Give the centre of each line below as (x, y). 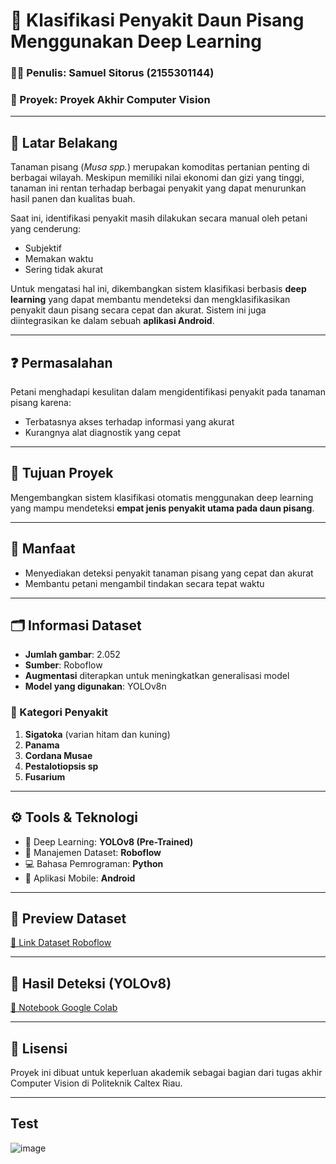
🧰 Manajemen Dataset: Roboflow (93, 852)
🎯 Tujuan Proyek (62, 473)
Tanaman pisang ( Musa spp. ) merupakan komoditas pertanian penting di (160, 167)
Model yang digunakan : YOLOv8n (95, 686)
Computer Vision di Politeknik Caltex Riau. (96, 1083)
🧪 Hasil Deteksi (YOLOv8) (91, 983)
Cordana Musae (58, 755)
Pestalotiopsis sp (61, 766)
